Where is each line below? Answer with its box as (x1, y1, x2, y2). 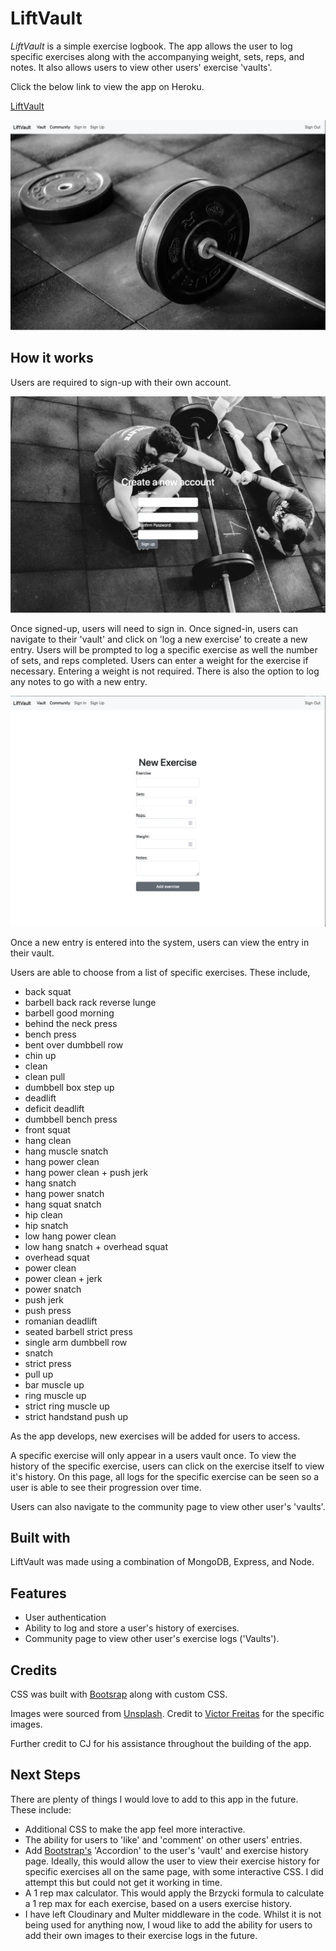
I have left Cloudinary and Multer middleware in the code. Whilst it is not (24, 1908, 322, 1920)
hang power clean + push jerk (24, 1166, 149, 1178)
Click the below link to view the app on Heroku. (10, 80, 205, 92)
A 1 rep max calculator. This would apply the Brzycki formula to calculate (24, 1887, 325, 1899)
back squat (24, 985, 72, 997)
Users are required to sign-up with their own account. (10, 376, 232, 388)
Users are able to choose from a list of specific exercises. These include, (10, 966, 311, 978)
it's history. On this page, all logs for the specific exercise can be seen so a (10, 1470, 320, 1482)
